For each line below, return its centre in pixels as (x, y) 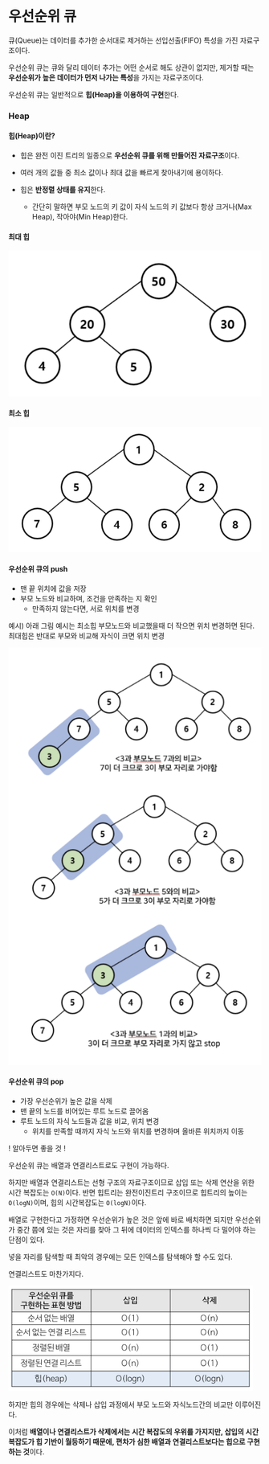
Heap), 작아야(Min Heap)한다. (80, 217)
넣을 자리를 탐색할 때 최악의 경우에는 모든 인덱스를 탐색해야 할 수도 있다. (120, 1257)
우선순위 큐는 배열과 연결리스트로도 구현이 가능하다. (89, 1165)
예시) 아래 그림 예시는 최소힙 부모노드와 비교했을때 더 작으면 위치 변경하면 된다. (132, 625)
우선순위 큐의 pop (36, 1081)
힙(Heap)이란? (32, 136)
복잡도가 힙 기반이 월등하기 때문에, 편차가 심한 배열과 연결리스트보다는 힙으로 (127, 1441)
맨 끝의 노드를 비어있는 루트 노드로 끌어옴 (84, 1111)
